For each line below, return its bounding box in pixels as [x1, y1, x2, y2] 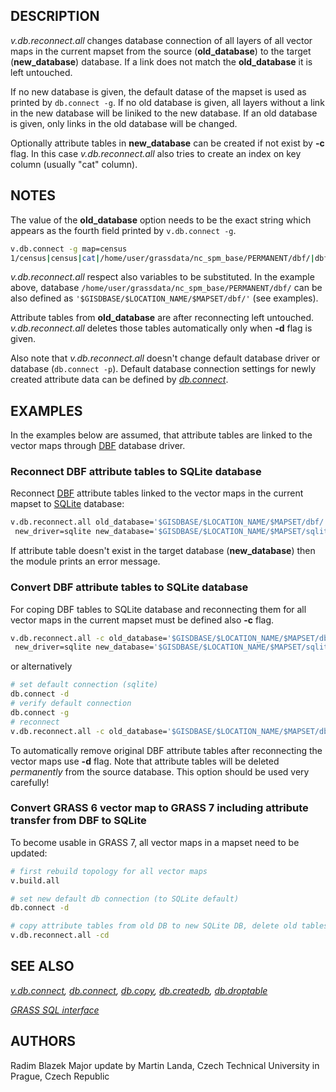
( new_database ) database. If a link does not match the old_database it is [10, 55, 313, 68]
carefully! [10, 776, 50, 788]
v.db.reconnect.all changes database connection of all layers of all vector [10, 34, 313, 46]
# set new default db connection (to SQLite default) [10, 894, 240, 904]
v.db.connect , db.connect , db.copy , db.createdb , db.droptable [10, 984, 268, 996]
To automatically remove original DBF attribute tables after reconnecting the [10, 744, 323, 756]
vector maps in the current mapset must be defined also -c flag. [10, 614, 275, 626]
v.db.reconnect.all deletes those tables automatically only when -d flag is [10, 322, 313, 334]
